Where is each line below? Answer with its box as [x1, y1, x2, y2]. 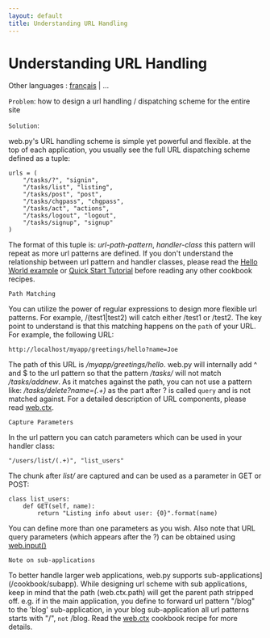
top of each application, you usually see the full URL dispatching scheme [8, 145, 251, 154]
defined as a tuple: [8, 154, 71, 163]
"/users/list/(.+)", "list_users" [8, 457, 125, 465]
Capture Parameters [8, 418, 74, 427]
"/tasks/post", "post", [23, 191, 103, 199]
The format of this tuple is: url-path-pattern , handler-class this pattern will [8, 240, 255, 250]
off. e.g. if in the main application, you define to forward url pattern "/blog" [8, 596, 255, 606]
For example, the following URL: [8, 330, 114, 340]
